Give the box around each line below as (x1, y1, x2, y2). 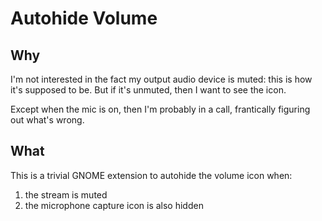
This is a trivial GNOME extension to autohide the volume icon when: (10, 169, 293, 181)
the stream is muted (24, 188, 108, 201)
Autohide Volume (10, 7, 158, 30)
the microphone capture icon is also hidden (24, 199, 204, 211)
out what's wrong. (10, 114, 85, 126)
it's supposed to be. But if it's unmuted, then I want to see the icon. (10, 84, 287, 96)
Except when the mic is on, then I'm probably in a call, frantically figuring (10, 103, 311, 115)
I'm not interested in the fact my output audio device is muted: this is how (10, 73, 313, 85)
